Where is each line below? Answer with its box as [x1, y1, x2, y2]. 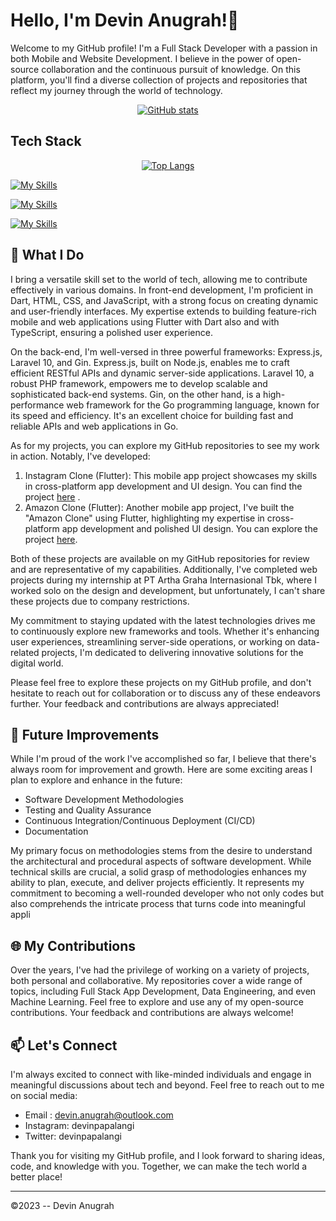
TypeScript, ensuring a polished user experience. [10, 326, 213, 338]
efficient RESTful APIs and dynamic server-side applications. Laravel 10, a [10, 367, 315, 379]
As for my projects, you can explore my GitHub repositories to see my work [10, 439, 320, 451]
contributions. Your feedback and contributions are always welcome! [10, 1007, 294, 1019]
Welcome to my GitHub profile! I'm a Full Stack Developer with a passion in [10, 42, 318, 54]
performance [10, 399, 65, 411]
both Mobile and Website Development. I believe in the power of [10, 52, 275, 64]
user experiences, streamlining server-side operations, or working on [10, 635, 296, 648]
